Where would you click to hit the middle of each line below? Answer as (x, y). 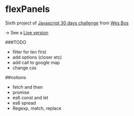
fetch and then (27, 87)
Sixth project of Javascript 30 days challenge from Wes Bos (67, 23)
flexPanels (27, 9)
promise (21, 92)
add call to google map (36, 62)
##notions (16, 77)
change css (24, 68)
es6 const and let (30, 98)
